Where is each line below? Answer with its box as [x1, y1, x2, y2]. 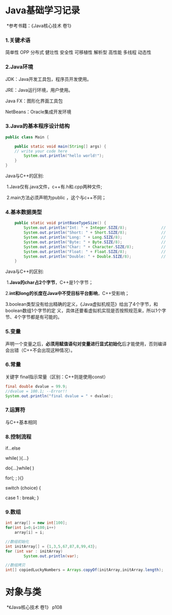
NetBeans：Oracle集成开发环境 [5, 109, 72, 115]
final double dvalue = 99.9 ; [5, 384, 68, 389]
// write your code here [14, 149, 68, 154]
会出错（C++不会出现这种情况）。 [5, 347, 75, 353]
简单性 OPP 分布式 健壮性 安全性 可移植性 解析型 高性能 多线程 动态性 [5, 49, 152, 55]
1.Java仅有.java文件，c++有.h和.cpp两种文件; [6, 184, 102, 190]
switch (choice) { [5, 485, 41, 491]
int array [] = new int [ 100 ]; [5, 520, 68, 525]
